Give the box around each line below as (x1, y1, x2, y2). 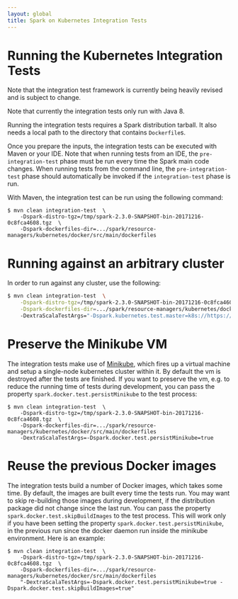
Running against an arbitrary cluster (7, 256, 225, 271)
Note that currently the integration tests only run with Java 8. (7, 107, 186, 115)
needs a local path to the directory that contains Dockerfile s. (7, 128, 186, 137)
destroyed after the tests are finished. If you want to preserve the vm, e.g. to (7, 375, 230, 383)
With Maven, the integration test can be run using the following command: (7, 193, 224, 202)
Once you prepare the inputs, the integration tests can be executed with (7, 142, 217, 151)
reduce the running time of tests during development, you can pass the (7, 382, 215, 390)
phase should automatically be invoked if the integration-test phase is (21, 172, 231, 181)
